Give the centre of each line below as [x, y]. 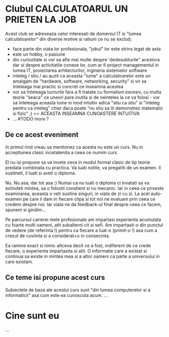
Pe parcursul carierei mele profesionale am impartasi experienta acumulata [83, 219]
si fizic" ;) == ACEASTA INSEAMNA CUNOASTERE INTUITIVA [76, 113]
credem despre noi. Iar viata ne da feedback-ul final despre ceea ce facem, [83, 204]
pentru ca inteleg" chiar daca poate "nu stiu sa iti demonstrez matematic [88, 108]
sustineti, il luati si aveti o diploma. [41, 173]
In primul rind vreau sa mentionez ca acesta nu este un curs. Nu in [74, 147]
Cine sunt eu [32, 315]
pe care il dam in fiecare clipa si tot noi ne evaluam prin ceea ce [89, 199]
